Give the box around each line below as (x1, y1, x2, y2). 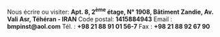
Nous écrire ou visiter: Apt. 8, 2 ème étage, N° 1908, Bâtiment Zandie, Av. (7, 7, 214, 16)
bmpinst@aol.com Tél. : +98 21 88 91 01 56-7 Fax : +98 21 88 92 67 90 (7, 22, 210, 30)
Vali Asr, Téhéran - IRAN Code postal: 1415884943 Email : (7, 14, 173, 23)
